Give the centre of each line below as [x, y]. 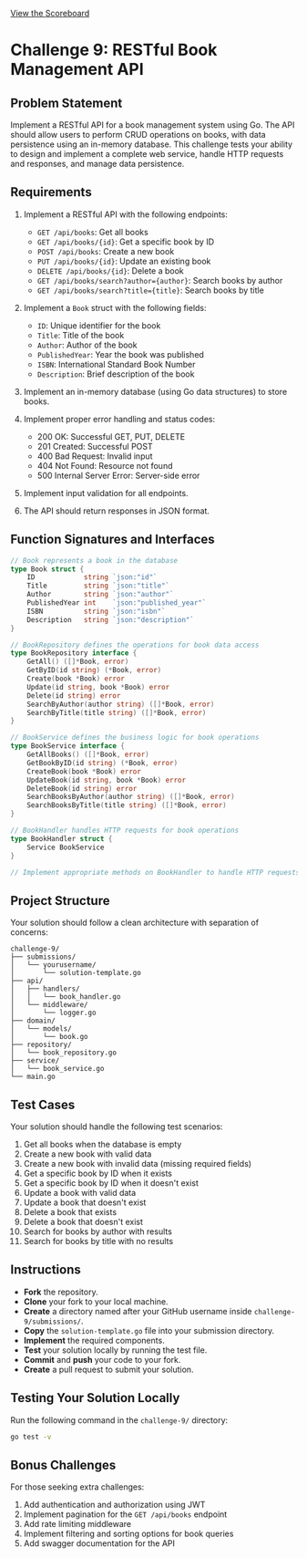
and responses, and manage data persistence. [97, 164]
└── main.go [33, 1077]
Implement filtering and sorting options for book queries [128, 1534]
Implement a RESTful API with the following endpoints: [126, 214]
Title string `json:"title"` [98, 586]
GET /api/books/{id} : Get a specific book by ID [126, 242]
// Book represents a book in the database [94, 560]
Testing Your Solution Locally [95, 1398]
